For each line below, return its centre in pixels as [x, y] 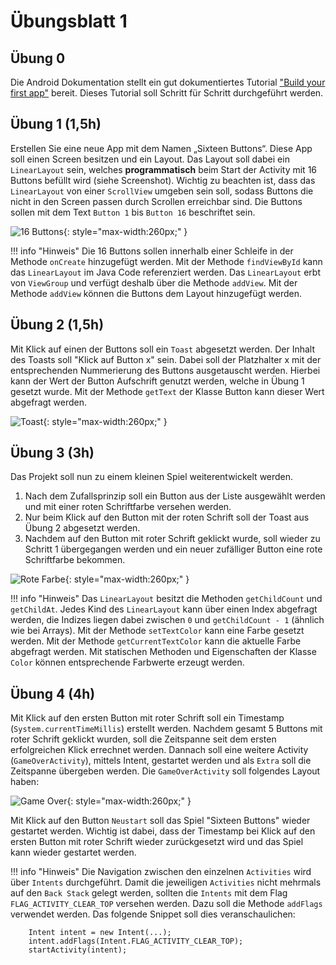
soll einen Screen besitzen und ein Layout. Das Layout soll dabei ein [150, 159]
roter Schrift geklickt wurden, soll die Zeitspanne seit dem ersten [143, 739]
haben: [25, 782]
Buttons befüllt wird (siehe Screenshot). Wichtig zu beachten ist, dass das [163, 180]
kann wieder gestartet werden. [73, 852]
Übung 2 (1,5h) [57, 325]
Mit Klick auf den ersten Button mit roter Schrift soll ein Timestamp [147, 718]
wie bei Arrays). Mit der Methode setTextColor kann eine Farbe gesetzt [157, 631]
